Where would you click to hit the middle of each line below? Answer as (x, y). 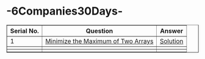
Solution (171, 41)
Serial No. (25, 30)
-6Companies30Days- (65, 11)
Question (99, 30)
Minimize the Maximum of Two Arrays (99, 41)
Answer (171, 30)
